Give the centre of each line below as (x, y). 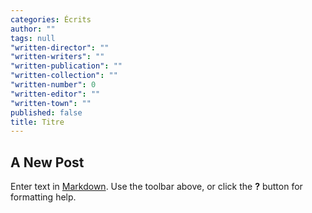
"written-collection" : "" (64, 76)
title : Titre (37, 122)
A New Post (47, 162)
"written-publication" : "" (66, 66)
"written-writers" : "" (57, 57)
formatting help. (43, 197)
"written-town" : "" (51, 103)
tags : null (33, 38)
